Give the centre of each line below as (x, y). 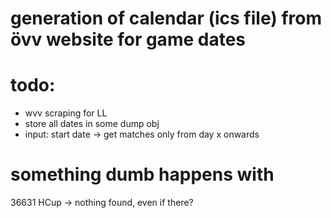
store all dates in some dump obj (92, 124)
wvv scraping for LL (66, 113)
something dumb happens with (142, 174)
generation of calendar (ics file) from (166, 18)
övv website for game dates (128, 39)
